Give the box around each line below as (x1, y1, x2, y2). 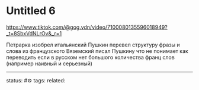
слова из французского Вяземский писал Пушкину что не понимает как (6, 47, 188, 54)
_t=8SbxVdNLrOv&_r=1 (6, 29, 62, 36)
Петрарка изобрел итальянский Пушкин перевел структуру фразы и (6, 41, 180, 48)
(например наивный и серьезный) (6, 60, 93, 67)
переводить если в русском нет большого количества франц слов (6, 54, 175, 61)
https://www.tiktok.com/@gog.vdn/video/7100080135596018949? (6, 24, 168, 31)
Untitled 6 (6, 4, 56, 18)
